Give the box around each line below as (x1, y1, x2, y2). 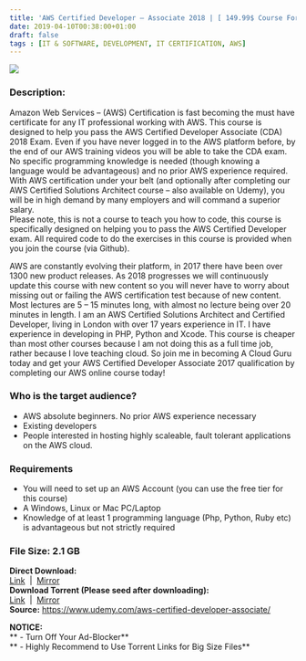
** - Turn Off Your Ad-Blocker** (9, 632, 129, 643)
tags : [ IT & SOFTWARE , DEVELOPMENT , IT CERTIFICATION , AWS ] (9, 38, 247, 48)
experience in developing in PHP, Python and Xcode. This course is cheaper (9, 328, 296, 339)
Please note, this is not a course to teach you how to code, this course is (9, 214, 282, 225)
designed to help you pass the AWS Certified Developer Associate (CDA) (9, 126, 283, 137)
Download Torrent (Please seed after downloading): (9, 585, 209, 596)
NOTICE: (9, 622, 43, 633)
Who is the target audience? (9, 390, 138, 403)
